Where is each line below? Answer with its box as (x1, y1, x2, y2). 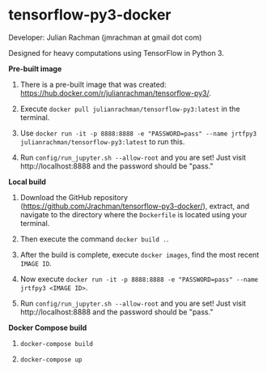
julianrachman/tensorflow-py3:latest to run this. (19, 136, 185, 147)
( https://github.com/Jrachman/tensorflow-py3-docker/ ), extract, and (19, 201, 249, 211)
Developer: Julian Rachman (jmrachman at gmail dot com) (8, 32, 202, 42)
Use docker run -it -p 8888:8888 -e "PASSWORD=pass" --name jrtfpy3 (19, 128, 257, 138)
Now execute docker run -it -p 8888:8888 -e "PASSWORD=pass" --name (19, 274, 259, 284)
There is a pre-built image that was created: (19, 79, 167, 89)
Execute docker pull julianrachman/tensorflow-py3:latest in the (19, 104, 240, 113)
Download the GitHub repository (19, 192, 128, 202)
